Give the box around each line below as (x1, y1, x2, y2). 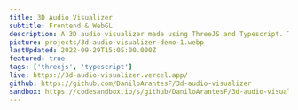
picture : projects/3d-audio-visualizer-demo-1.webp (9, 37, 204, 47)
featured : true (9, 54, 66, 63)
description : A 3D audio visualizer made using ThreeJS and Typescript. (9, 29, 284, 38)
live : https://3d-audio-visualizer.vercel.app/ (9, 71, 189, 80)
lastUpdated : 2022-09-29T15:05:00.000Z (9, 46, 157, 55)
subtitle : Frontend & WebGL (9, 21, 114, 30)
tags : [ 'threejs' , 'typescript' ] (9, 63, 133, 72)
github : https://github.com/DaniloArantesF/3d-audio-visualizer (9, 79, 252, 88)
